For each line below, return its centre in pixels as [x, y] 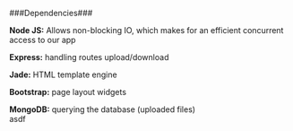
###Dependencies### [51, 13]
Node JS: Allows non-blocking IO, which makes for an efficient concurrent [146, 30]
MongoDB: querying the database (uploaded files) [102, 109]
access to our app [43, 40]
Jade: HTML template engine [64, 74]
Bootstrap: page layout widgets [68, 92]
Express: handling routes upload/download [89, 57]
